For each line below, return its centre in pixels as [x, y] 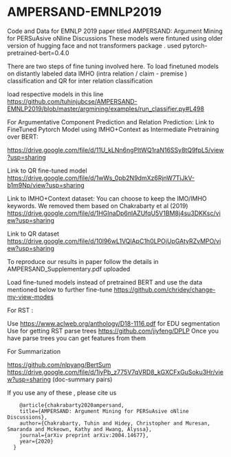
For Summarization [34, 351]
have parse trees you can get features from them [77, 338]
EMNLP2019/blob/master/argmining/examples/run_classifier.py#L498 [106, 109]
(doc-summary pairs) [82, 379]
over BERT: [23, 136]
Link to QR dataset [33, 234]
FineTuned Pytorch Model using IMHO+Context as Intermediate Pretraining [113, 129]
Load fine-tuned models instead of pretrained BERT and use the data [105, 282]
